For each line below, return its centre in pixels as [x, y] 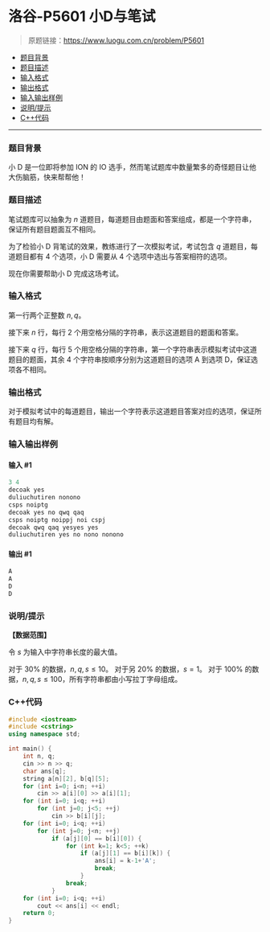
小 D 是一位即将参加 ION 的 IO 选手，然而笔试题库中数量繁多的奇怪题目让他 [133, 167]
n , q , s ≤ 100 [43, 679]
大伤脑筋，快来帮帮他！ [47, 177]
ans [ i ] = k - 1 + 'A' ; [125, 861]
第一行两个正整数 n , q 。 [47, 315]
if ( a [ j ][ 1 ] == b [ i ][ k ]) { [125, 853]
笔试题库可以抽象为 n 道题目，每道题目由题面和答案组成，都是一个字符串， [132, 219]
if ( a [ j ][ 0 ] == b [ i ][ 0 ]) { [96, 838]
